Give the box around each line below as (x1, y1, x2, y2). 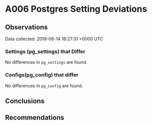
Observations (5, 23, 48, 31)
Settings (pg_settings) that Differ (5, 48, 86, 55)
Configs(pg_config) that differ (5, 72, 79, 78)
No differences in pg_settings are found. (5, 59, 88, 65)
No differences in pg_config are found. (5, 82, 83, 89)
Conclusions (5, 97, 45, 105)
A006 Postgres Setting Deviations (5, 3, 148, 15)
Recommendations (5, 114, 64, 122)
